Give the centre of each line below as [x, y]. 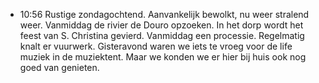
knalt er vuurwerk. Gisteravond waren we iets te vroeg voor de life [156, 46]
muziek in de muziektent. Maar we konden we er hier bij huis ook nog [163, 57]
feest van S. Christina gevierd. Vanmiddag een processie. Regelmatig [162, 35]
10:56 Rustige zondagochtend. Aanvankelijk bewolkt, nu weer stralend [164, 14]
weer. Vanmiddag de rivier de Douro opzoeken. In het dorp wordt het [161, 25]
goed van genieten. [59, 67]
